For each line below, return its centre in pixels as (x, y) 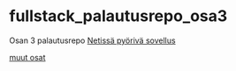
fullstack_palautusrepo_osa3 (118, 16)
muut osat (27, 57)
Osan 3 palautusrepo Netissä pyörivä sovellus (92, 40)
